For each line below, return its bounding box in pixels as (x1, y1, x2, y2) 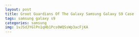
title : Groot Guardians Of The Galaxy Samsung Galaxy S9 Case (5, 12, 134, 16)
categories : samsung (5, 20, 47, 25)
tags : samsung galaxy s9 (5, 16, 56, 21)
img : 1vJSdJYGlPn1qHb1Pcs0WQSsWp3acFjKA (5, 25, 89, 30)
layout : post (5, 7, 32, 12)
